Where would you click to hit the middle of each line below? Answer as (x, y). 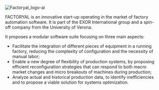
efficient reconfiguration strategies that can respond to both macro (79, 67)
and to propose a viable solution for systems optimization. (70, 82)
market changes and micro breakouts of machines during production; (82, 72)
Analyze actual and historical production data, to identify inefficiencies (83, 77)
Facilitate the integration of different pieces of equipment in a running (82, 46)
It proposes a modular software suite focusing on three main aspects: (75, 37)
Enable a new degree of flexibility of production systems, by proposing (83, 62)
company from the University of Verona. (52, 27)
